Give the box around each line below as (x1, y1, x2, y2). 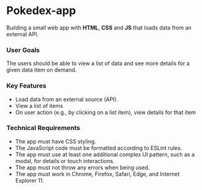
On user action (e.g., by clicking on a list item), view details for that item (15, 108, 196, 116)
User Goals (6, 45, 40, 54)
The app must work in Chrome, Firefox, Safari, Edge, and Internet (15, 170, 180, 178)
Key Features (6, 82, 47, 90)
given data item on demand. (6, 66, 77, 74)
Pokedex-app (6, 4, 77, 18)
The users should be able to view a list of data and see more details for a (6, 59, 190, 67)
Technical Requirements (6, 124, 81, 132)
